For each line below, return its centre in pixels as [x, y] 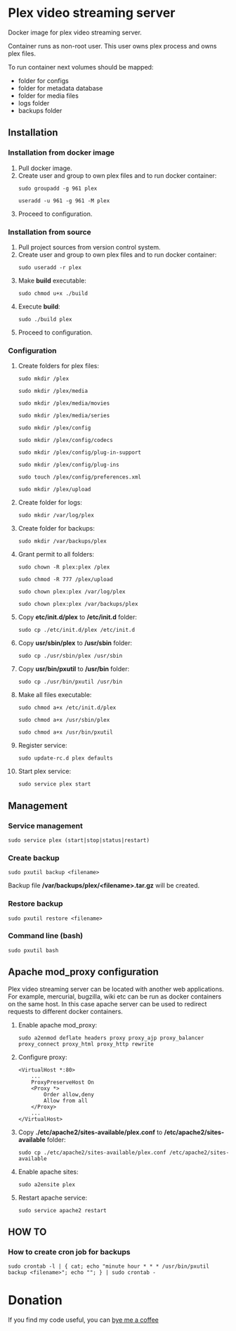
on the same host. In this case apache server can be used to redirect [107, 1004]
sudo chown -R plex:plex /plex [64, 567]
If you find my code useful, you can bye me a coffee [83, 1320]
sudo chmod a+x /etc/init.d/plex [67, 708]
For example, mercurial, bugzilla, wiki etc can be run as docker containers [115, 996]
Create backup [34, 857]
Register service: [42, 746]
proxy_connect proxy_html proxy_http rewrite [86, 1044]
